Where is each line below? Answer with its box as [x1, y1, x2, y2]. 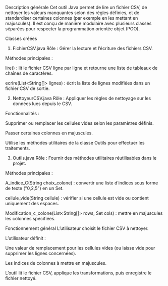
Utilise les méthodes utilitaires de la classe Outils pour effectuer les [5, 140, 145, 146]
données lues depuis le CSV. [12, 101, 72, 107]
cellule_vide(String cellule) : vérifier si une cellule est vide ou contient [5, 195, 149, 201]
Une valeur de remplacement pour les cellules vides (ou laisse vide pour [5, 245, 155, 251]
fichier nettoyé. [5, 275, 37, 281]
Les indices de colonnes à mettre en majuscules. [5, 260, 107, 266]
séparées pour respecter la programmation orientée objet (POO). [5, 26, 140, 32]
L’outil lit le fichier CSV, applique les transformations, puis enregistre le [5, 270, 152, 276]
